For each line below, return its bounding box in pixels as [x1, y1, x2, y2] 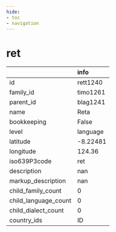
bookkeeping [9, 118, 47, 126]
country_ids [9, 216, 42, 225]
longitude [9, 147, 36, 156]
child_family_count [9, 187, 62, 195]
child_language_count [9, 196, 71, 205]
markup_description [9, 177, 66, 185]
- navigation [6, 20, 39, 26]
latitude [9, 138, 31, 146]
